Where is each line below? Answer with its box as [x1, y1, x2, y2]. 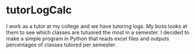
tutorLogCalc [6, 3, 72, 17]
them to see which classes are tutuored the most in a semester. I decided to [6, 28, 190, 35]
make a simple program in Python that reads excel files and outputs [6, 35, 169, 42]
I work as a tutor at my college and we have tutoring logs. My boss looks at [6, 23, 187, 30]
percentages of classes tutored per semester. [6, 41, 116, 48]
